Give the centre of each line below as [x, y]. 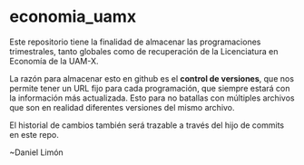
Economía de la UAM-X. [54, 61]
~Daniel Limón [36, 152]
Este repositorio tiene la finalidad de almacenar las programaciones [135, 42]
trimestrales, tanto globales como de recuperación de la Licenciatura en [144, 51]
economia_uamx [73, 17]
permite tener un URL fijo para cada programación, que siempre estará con [150, 88]
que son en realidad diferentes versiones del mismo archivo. [122, 107]
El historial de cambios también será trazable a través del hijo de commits [147, 125]
